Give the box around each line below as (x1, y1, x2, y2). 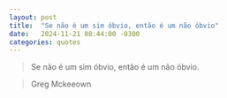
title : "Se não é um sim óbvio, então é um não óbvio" (9, 21, 219, 30)
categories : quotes (9, 37, 81, 47)
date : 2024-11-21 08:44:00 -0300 (9, 29, 140, 38)
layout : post (9, 12, 57, 22)
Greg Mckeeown (30, 79, 92, 89)
